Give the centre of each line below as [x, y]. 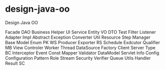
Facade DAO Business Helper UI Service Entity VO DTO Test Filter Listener [81, 32]
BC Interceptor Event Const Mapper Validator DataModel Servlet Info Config [82, 53]
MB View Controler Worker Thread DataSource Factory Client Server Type [80, 47]
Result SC [15, 63]
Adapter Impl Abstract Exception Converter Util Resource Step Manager [78, 37]
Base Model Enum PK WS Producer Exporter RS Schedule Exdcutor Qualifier [82, 42]
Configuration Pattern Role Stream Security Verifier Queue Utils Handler [78, 58]
